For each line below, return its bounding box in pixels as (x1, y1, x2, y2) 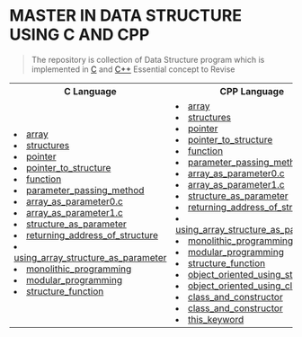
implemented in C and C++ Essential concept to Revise (31, 64, 235, 75)
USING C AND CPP (9, 24, 150, 45)
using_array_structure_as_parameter (13, 251, 167, 263)
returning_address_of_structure (26, 228, 159, 241)
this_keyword (187, 313, 244, 325)
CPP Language (219, 84, 285, 97)
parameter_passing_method (26, 183, 145, 196)
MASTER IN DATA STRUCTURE (9, 5, 243, 26)
